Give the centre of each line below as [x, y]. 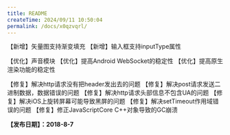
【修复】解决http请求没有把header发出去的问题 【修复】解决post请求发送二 [114, 84]
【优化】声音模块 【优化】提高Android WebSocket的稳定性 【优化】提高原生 [115, 61]
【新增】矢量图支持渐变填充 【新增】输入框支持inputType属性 [94, 47]
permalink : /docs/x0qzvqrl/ [47, 26]
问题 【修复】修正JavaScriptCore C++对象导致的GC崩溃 [99, 110]
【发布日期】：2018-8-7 [41, 125]
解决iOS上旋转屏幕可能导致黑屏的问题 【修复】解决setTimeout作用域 [116, 101]
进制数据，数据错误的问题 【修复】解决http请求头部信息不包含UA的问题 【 [112, 93]
